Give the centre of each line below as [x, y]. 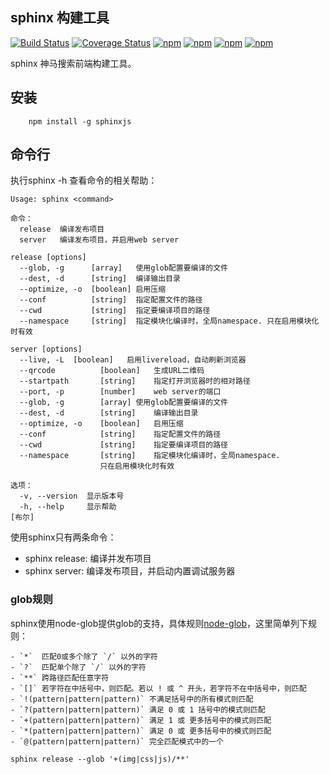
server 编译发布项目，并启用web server [99, 240]
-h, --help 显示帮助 [68, 507]
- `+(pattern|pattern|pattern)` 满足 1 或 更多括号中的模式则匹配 [141, 720]
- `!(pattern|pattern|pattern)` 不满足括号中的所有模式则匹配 [132, 699]
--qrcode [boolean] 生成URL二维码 [112, 371]
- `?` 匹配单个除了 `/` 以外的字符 [78, 667]
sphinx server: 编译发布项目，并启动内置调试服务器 [130, 571]
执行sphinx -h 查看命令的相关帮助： [84, 180]
